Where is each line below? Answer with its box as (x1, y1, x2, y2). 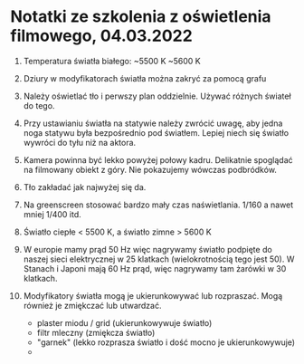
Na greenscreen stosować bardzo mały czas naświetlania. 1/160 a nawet (23, 199, 294, 210)
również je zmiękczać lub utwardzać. (23, 300, 162, 311)
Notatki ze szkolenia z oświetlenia (10, 6, 271, 27)
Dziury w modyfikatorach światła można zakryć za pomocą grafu (23, 72, 267, 83)
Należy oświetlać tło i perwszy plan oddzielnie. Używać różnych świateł (23, 91, 292, 101)
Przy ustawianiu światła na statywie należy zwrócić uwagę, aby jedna (23, 118, 283, 129)
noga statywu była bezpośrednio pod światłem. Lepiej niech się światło (23, 127, 289, 138)
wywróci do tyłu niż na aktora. (23, 137, 137, 148)
